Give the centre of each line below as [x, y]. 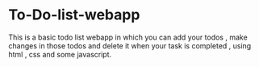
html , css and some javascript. [60, 54]
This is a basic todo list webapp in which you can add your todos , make [128, 37]
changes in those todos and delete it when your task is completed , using [130, 45]
